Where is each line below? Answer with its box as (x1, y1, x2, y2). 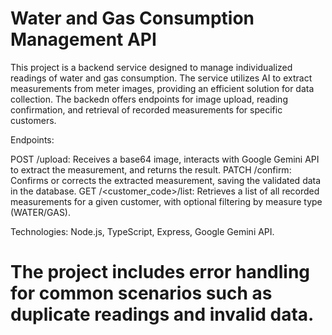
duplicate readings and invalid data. (10, 303, 315, 326)
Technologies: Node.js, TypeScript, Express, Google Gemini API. (10, 225, 275, 237)
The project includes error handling (10, 261, 311, 284)
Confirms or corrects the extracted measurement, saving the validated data (10, 174, 322, 186)
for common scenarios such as (10, 282, 273, 305)
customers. (10, 114, 57, 126)
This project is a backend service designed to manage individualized (10, 61, 293, 73)
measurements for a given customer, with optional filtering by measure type (10, 195, 323, 207)
